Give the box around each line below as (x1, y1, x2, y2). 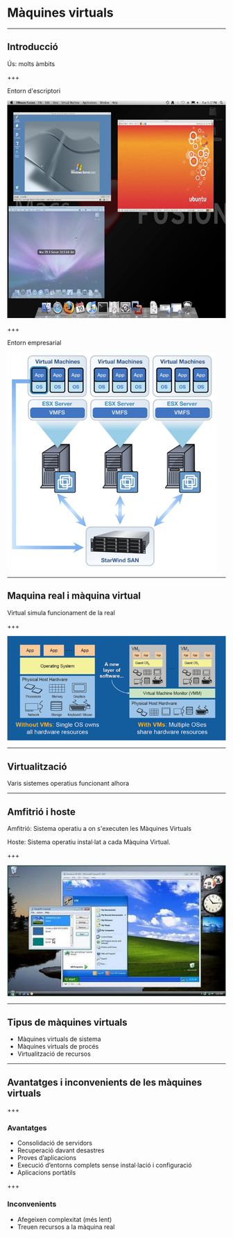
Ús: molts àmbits (7, 59, 55, 68)
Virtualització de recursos (17, 1049, 92, 1058)
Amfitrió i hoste (7, 806, 76, 818)
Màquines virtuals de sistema (17, 1035, 102, 1043)
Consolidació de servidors (17, 1139, 93, 1148)
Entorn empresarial (7, 338, 62, 347)
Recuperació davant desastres (17, 1146, 105, 1154)
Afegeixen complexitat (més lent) (17, 1215, 112, 1223)
